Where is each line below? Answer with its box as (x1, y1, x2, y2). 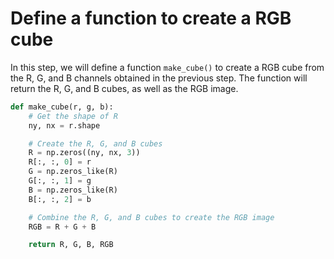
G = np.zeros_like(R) (28, 167, 118, 177)
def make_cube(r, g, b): (10, 102, 114, 112)
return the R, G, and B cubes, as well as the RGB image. (10, 82, 239, 94)
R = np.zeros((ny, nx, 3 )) (28, 148, 141, 158)
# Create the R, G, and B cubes (28, 138, 163, 149)
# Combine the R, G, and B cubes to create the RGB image (28, 212, 275, 222)
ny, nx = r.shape (28, 120, 101, 131)
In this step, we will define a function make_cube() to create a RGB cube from (10, 61, 325, 73)
